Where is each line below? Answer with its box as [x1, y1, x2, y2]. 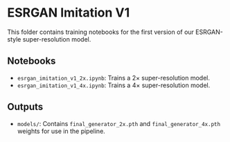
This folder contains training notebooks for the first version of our [7, 28, 194, 36]
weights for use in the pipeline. [17, 127, 105, 135]
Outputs [7, 101, 44, 113]
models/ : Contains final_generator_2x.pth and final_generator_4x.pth [17, 119, 220, 127]
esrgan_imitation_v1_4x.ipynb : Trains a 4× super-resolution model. [17, 81, 211, 89]
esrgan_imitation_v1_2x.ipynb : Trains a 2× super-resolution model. [17, 73, 210, 82]
